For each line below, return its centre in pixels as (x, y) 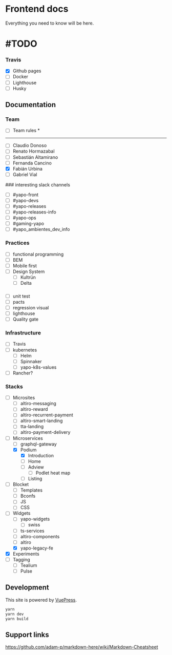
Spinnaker (31, 361)
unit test (21, 296)
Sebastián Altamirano (35, 157)
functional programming (38, 254)
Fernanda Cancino (32, 163)
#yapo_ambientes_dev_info (41, 229)
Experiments (26, 554)
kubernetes (25, 350)
